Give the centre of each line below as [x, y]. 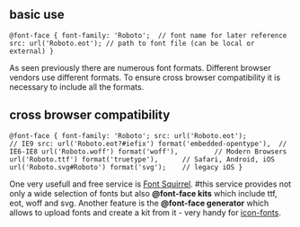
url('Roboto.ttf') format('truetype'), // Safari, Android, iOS [142, 159]
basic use [37, 15]
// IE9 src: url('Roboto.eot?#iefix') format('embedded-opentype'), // [148, 144]
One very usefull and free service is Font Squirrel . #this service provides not [150, 184]
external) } [31, 51]
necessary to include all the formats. [77, 87]
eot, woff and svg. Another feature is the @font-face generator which [139, 203]
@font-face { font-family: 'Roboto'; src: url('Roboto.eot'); [128, 135]
